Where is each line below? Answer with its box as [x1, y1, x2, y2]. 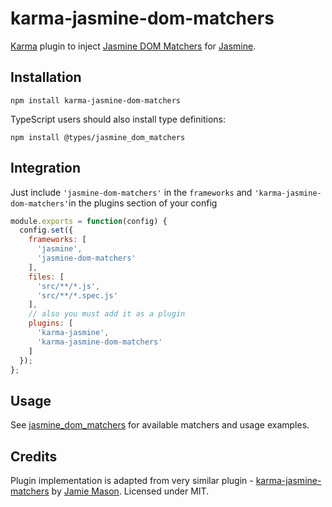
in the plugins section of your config [68, 197, 218, 209]
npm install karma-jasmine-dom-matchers [10, 95, 182, 106]
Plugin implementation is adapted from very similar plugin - [10, 475, 254, 487]
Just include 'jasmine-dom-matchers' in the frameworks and [10, 186, 253, 198]
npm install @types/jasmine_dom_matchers [10, 132, 186, 142]
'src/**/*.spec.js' [36, 290, 118, 301]
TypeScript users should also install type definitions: [10, 113, 226, 125]
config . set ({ [19, 225, 74, 236]
